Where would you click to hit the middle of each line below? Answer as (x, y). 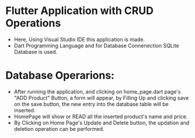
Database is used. (36, 51)
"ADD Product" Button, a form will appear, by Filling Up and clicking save (101, 98)
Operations (33, 23)
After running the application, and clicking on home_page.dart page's (97, 91)
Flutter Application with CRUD (80, 11)
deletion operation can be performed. (59, 129)
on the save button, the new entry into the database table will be (91, 104)
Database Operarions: (60, 76)
